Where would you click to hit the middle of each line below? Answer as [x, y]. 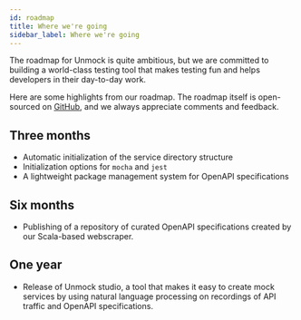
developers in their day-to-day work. [78, 80]
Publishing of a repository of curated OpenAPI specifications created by [157, 227]
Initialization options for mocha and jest [95, 167]
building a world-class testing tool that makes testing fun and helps [135, 70]
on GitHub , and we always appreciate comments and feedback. [160, 107]
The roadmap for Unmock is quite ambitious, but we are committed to [139, 61]
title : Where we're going [58, 26]
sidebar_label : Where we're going [75, 34]
